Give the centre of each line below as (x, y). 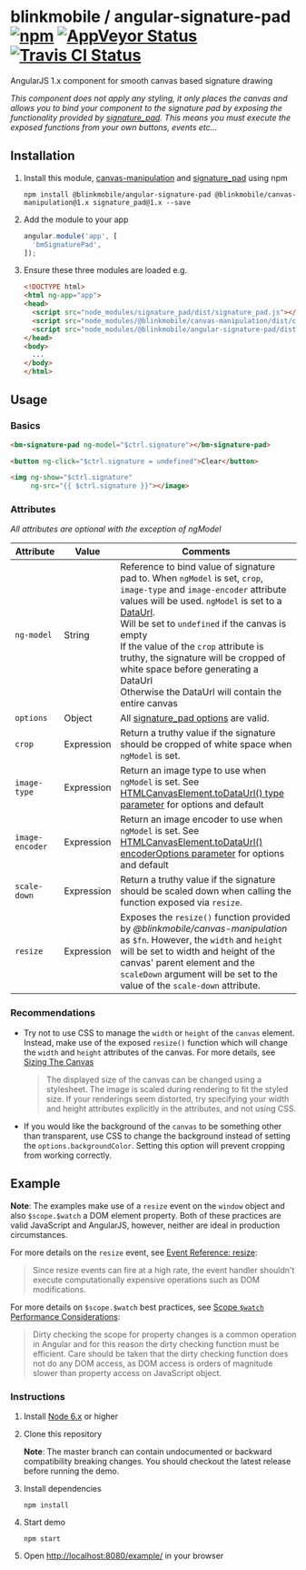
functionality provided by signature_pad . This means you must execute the (151, 117)
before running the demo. (71, 1471)
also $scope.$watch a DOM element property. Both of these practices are (146, 1215)
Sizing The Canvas (59, 1061)
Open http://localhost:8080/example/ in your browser (123, 1555)
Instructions (38, 1396)
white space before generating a (189, 669)
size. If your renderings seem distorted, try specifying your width (168, 1099)
